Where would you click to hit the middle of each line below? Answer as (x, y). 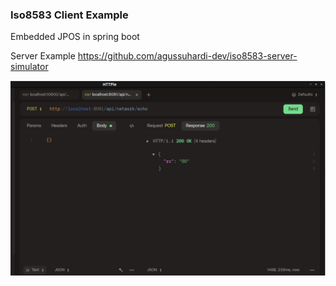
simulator (29, 67)
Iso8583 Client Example (69, 15)
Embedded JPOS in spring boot (75, 37)
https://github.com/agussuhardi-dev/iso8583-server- (187, 56)
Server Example (43, 56)
